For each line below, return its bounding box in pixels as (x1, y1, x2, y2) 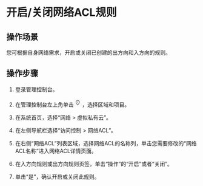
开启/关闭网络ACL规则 (6, 5, 117, 19)
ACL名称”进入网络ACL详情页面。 (15, 147, 97, 154)
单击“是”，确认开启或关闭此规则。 (15, 173, 100, 180)
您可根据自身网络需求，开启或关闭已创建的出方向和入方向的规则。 (6, 49, 171, 56)
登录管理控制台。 (15, 86, 58, 93)
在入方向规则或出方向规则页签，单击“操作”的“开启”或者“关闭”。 (15, 160, 173, 167)
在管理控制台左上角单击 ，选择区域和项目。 (15, 101, 130, 108)
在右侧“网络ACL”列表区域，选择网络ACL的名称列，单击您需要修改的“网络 (15, 139, 197, 146)
